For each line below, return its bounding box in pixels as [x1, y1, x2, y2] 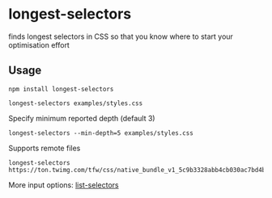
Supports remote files [8, 143, 81, 153]
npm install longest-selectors [8, 85, 114, 93]
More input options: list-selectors [8, 179, 119, 190]
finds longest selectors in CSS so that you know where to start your [8, 32, 233, 41]
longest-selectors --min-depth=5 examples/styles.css [8, 128, 194, 137]
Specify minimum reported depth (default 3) [8, 113, 155, 123]
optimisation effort [8, 40, 70, 49]
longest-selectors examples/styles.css [8, 99, 143, 107]
